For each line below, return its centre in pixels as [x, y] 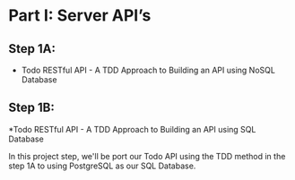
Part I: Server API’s [80, 16]
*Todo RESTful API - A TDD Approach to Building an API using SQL [132, 129]
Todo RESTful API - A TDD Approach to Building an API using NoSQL [148, 70]
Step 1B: [31, 108]
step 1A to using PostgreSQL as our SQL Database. [102, 166]
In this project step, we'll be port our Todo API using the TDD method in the [147, 156]
